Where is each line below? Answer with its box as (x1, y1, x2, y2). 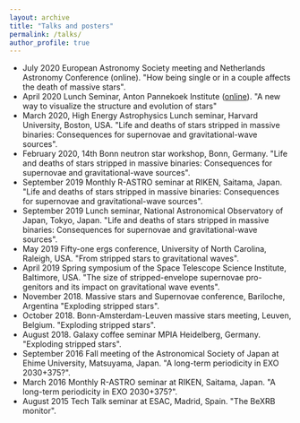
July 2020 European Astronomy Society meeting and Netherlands (21, 63, 266, 73)
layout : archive (9, 13, 70, 22)
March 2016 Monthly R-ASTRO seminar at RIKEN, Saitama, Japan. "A (21, 377, 276, 388)
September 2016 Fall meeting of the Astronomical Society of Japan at (21, 349, 279, 359)
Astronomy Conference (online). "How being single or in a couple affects (21, 73, 291, 83)
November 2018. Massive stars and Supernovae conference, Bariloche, (21, 291, 286, 302)
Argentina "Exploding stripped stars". (21, 301, 159, 312)
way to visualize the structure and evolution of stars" (21, 100, 218, 112)
